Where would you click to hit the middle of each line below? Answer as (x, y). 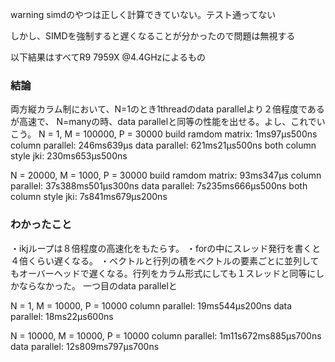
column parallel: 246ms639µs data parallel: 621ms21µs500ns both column (163, 145)
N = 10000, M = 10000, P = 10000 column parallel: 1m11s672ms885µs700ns (166, 335)
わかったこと (41, 225)
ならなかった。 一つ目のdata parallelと (98, 285)
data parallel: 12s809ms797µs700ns (85, 346)
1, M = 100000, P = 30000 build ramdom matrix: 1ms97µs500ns (186, 134)
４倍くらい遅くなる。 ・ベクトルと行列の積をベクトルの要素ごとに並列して (165, 260)
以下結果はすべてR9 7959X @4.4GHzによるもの (108, 57)
